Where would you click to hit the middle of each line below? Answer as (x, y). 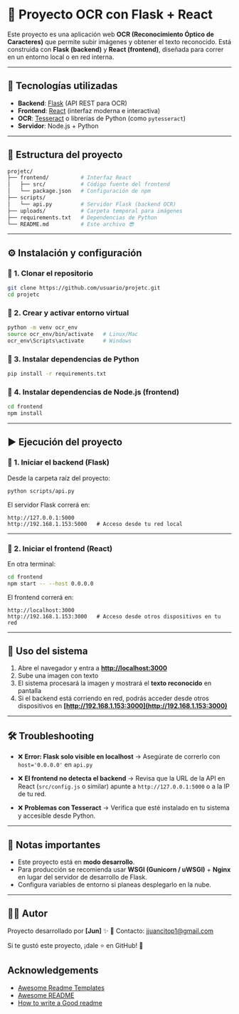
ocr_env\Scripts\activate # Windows (70, 341)
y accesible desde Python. (57, 816)
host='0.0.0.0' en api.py (55, 765)
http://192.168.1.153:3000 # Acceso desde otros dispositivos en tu (114, 616)
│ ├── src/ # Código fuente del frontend (89, 184)
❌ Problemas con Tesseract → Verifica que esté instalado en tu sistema (123, 808)
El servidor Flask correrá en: (49, 505)
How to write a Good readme (60, 1003)
